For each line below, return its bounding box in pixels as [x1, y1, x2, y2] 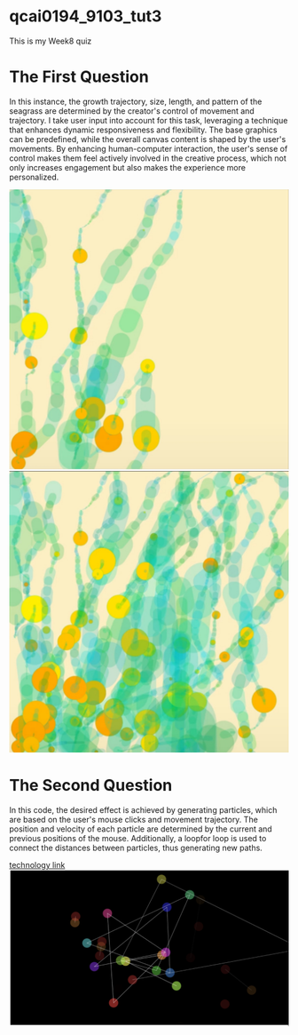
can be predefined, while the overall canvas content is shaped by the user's [9, 133, 286, 144]
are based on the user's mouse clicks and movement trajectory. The [9, 814, 259, 824]
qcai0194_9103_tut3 [9, 6, 162, 27]
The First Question [9, 67, 149, 87]
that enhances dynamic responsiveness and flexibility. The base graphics [9, 124, 278, 135]
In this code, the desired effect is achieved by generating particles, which [9, 804, 278, 815]
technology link [9, 859, 66, 870]
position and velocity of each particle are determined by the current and [9, 824, 272, 834]
